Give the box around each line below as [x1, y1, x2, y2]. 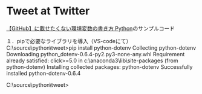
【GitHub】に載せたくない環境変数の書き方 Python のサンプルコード [6, 25, 175, 32]
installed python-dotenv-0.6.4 [6, 69, 81, 77]
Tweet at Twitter [6, 4, 90, 18]
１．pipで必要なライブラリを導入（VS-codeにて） [6, 37, 132, 44]
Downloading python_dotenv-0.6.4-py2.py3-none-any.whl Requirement [6, 50, 185, 57]
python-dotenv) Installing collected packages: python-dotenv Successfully [6, 63, 193, 70]
